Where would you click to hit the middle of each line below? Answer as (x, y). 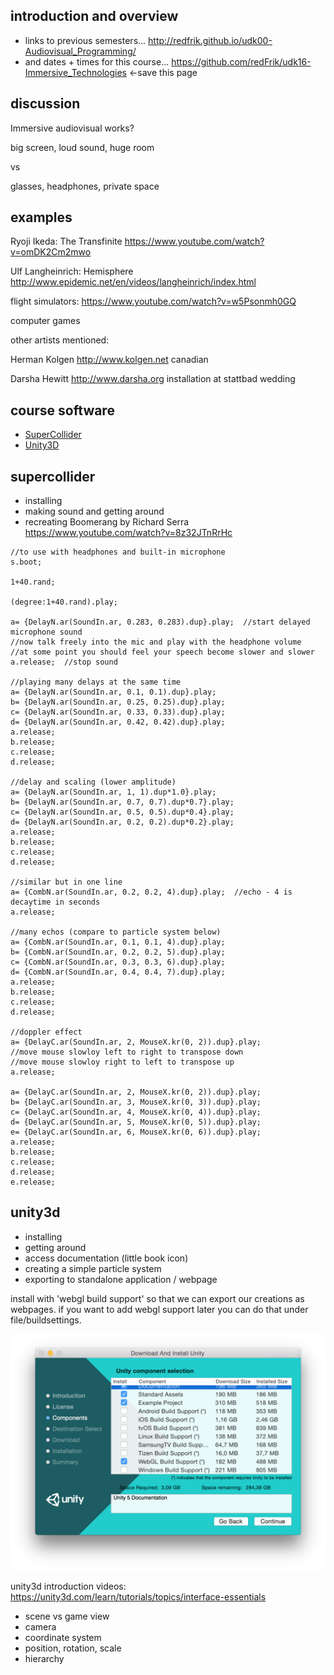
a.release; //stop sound (64, 662)
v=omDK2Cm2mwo (51, 252)
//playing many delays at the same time (96, 682)
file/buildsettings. (46, 1320)
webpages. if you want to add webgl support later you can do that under (159, 1309)
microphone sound (46, 632)
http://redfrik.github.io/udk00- (210, 40)
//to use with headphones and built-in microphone (118, 552)
